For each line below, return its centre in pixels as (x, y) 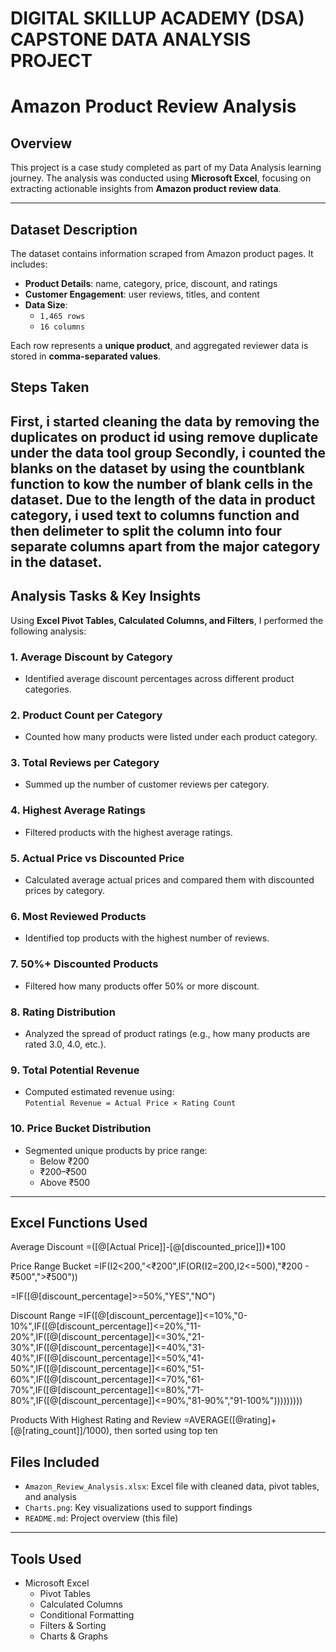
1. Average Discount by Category (91, 657)
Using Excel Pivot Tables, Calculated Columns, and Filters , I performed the (167, 620)
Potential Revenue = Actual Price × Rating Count (130, 1103)
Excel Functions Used (79, 1222)
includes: (29, 264)
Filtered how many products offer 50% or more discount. (142, 986)
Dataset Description (74, 229)
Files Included (55, 1462)
